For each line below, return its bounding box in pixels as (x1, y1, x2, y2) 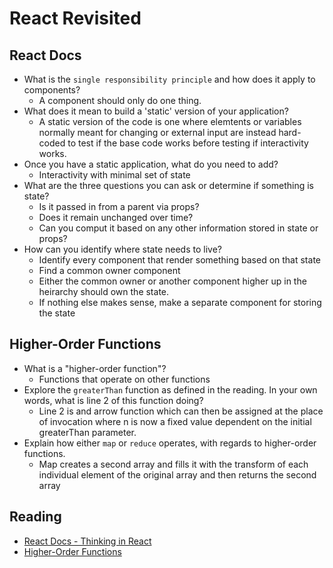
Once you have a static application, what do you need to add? (23, 158, 279, 170)
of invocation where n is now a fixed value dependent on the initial (38, 415, 312, 427)
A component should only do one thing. (38, 95, 202, 106)
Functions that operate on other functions (38, 373, 211, 385)
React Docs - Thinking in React (23, 535, 152, 547)
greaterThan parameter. (38, 426, 137, 438)
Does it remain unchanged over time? (38, 212, 194, 223)
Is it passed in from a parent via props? (38, 201, 200, 212)
